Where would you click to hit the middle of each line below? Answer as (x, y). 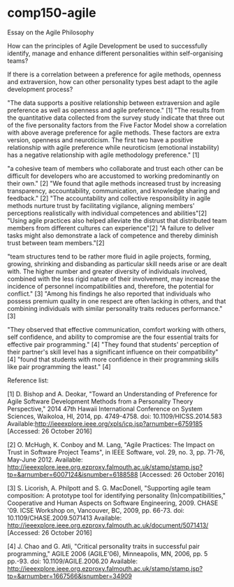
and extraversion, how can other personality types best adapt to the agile (113, 81)
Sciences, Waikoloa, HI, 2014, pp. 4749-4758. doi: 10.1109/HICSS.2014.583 (115, 416)
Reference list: (28, 380)
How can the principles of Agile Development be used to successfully (108, 46)
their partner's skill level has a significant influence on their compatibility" (113, 352)
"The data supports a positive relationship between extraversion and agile (114, 102)
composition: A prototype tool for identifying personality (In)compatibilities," (116, 495)
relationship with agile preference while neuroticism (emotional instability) (114, 147)
